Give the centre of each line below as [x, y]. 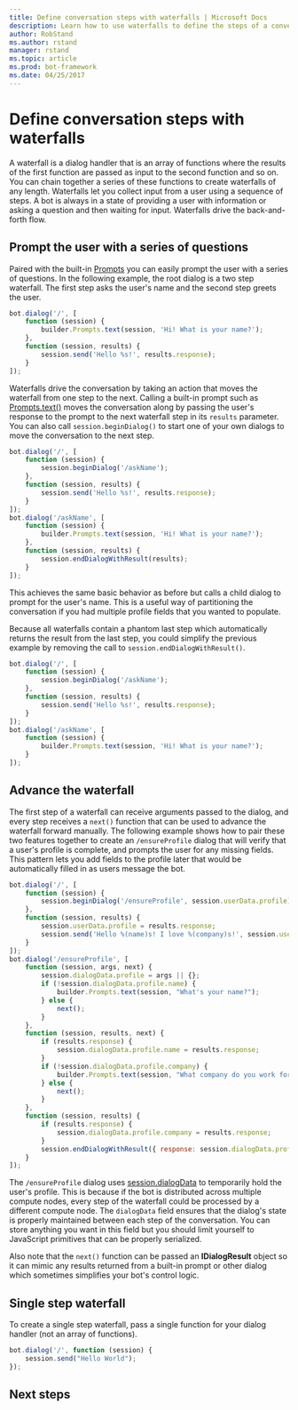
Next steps [40, 1394]
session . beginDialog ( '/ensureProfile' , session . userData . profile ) [166, 901]
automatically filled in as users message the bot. [98, 868]
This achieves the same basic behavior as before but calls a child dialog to [145, 593]
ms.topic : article [43, 59]
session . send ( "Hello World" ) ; [81, 1358]
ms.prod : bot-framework [53, 68]
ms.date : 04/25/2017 [47, 76]
